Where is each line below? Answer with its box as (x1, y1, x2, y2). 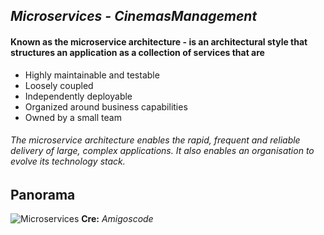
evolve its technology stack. (10, 155, 126, 168)
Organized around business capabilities (24, 100, 188, 113)
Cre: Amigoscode (81, 213, 154, 225)
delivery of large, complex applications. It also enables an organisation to (10, 145, 315, 157)
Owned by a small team (24, 111, 122, 123)
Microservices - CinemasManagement (10, 8, 258, 25)
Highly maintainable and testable (24, 69, 160, 81)
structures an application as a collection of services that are (10, 46, 265, 58)
